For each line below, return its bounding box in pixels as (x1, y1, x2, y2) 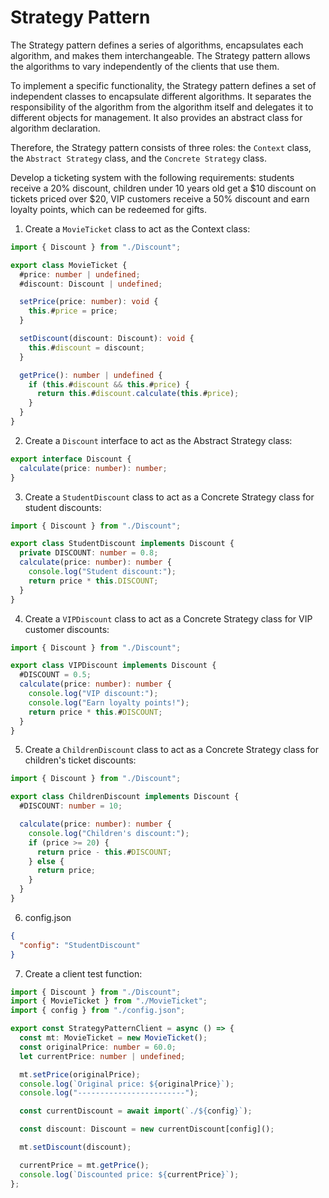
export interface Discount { (10, 454, 132, 464)
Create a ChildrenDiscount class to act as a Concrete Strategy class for (24, 744, 319, 756)
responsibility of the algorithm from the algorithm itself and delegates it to (10, 101, 314, 113)
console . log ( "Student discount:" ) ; (28, 567, 177, 577)
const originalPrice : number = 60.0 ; (19, 1042, 177, 1052)
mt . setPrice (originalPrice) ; (19, 1069, 141, 1080)
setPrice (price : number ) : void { (19, 297, 159, 307)
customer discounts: (24, 623, 110, 635)
